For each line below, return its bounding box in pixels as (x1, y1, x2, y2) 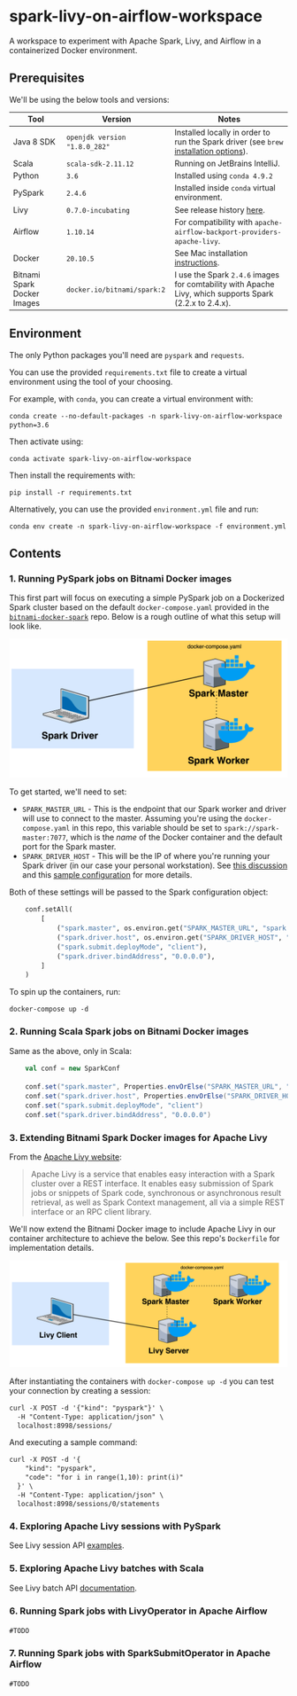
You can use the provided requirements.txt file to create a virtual (9, 366, 247, 378)
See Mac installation (174, 248, 248, 258)
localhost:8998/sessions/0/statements (17, 1500, 161, 1509)
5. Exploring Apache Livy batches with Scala (9, 1562, 204, 1575)
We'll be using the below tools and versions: (9, 94, 170, 105)
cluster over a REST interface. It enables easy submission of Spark (30, 1178, 274, 1189)
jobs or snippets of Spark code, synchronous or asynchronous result (30, 1188, 282, 1199)
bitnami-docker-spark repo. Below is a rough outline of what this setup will (9, 612, 281, 622)
